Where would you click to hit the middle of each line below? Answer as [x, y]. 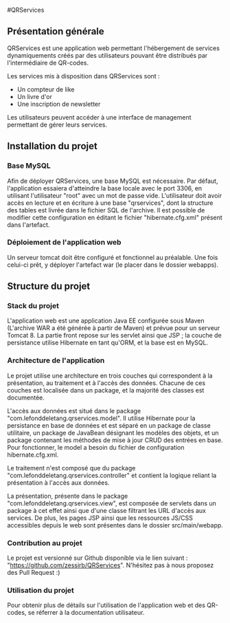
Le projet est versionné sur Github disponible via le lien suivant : [97, 558]
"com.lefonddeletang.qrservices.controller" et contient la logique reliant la [112, 475]
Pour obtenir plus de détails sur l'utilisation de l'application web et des [106, 605]
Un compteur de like [46, 89]
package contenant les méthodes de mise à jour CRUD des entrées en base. [115, 440]
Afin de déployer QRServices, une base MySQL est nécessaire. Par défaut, [113, 181]
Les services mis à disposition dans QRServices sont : [83, 76]
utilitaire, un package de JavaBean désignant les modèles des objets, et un [113, 433]
